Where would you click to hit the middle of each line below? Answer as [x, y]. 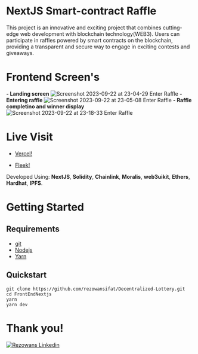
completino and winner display [45, 106]
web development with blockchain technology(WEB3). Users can [100, 33]
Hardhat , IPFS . [24, 183]
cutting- [173, 28]
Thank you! [35, 328]
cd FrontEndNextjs [29, 294]
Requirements [33, 229]
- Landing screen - [94, 93]
